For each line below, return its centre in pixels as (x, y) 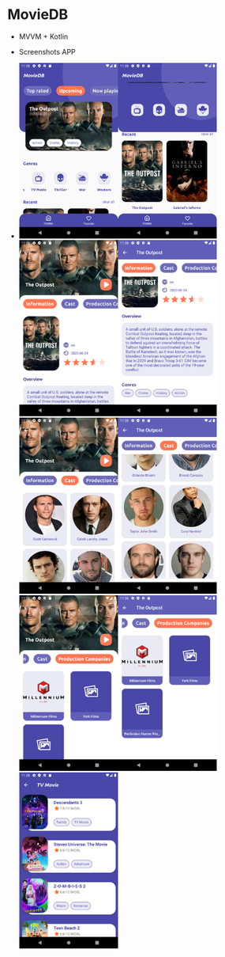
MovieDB (38, 15)
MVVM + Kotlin (43, 36)
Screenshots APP (47, 51)
